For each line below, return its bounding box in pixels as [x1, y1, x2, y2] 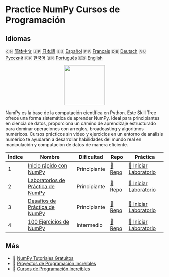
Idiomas [5, 34, 31, 43]
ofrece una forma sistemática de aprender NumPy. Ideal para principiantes [5, 115, 160, 121]
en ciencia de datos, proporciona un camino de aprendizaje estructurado [5, 120, 156, 126]
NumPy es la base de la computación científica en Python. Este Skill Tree [5, 109, 157, 116]
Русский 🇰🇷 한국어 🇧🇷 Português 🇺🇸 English [5, 54, 103, 61]
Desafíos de [27, 198, 56, 204]
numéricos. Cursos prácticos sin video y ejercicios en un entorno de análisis [5, 131, 163, 137]
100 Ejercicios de [27, 218, 69, 225]
